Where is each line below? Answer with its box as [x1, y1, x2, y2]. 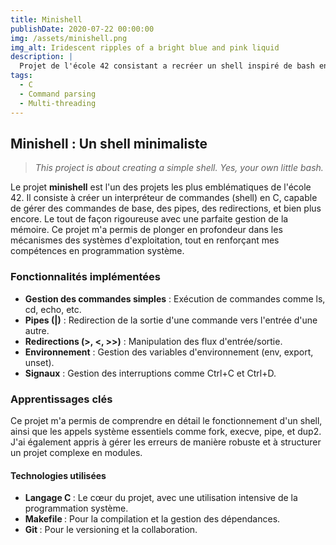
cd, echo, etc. [24, 303, 82, 315]
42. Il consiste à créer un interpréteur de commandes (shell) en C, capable [10, 192, 318, 204]
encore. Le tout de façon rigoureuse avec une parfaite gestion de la [10, 213, 289, 225]
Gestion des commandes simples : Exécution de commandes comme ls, [24, 292, 326, 305]
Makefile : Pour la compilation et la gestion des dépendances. [24, 513, 281, 525]
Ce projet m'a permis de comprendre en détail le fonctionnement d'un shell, [10, 414, 323, 426]
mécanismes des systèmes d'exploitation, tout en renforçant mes [10, 234, 280, 246]
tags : [10, 71, 33, 81]
